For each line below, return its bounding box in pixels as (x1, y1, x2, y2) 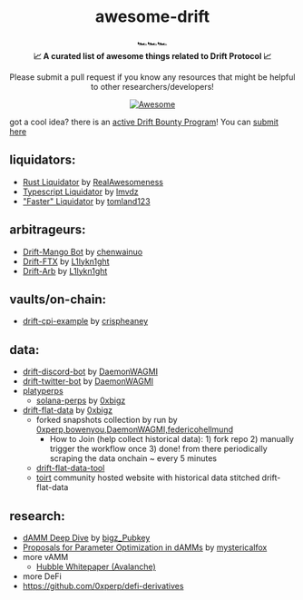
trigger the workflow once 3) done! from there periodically (49, 443, 268, 455)
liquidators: (9, 152, 76, 168)
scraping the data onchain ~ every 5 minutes (49, 453, 218, 464)
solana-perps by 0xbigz (35, 395, 126, 406)
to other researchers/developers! (90, 81, 215, 92)
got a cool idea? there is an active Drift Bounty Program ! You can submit (9, 116, 279, 127)
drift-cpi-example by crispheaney (22, 316, 149, 327)
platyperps (22, 386, 64, 397)
